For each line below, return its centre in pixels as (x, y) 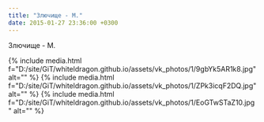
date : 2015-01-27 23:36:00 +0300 (63, 23)
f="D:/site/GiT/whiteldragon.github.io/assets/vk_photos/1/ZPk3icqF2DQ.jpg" (132, 85)
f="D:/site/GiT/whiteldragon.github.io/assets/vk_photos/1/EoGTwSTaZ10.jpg (132, 102)
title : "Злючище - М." (45, 15)
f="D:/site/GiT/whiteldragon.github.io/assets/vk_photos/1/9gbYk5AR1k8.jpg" (132, 68)
